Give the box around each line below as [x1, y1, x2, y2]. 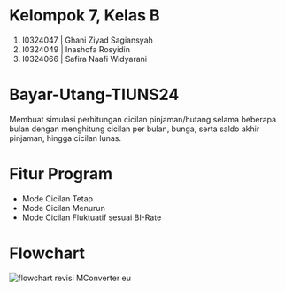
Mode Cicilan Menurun [21, 202, 106, 213]
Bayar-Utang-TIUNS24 [9, 85, 180, 105]
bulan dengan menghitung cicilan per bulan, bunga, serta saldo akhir [9, 123, 260, 134]
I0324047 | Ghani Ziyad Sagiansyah [21, 35, 153, 45]
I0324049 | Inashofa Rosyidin [21, 43, 131, 54]
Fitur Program [9, 164, 113, 185]
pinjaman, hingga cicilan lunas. [9, 132, 122, 143]
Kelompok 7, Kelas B [9, 5, 161, 26]
